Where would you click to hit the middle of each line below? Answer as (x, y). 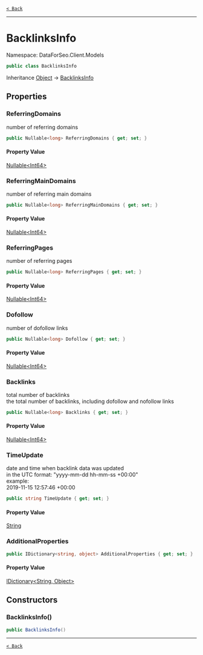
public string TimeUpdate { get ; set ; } (58, 499)
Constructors (32, 600)
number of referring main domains (49, 194)
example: (18, 481)
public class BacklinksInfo (42, 66)
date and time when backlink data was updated (65, 468)
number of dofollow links (37, 328)
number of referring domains (42, 127)
